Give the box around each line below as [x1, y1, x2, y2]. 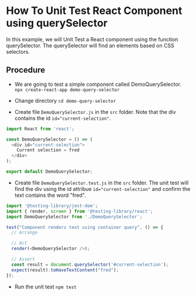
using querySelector [6, 16, 108, 30]
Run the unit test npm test [14, 283, 77, 290]
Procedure [6, 65, 46, 75]
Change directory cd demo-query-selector [14, 97, 116, 104]
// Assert [11, 256, 35, 262]
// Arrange [11, 229, 38, 236]
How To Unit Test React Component [6, 4, 183, 18]
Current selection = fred [16, 147, 80, 153]
